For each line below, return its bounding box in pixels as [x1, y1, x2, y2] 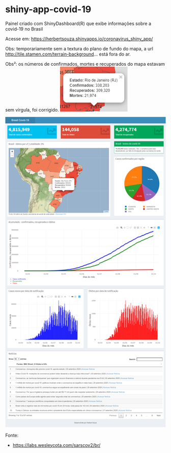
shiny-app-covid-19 [5, 4, 92, 15]
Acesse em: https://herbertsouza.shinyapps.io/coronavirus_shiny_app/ [5, 36, 153, 42]
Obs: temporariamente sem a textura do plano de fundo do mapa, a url [5, 45, 154, 51]
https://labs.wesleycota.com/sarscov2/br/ [12, 442, 101, 448]
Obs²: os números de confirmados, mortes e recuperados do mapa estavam [5, 61, 165, 67]
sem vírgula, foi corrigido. [5, 106, 60, 113]
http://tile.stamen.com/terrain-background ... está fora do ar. [5, 51, 131, 57]
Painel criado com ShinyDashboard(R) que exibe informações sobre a [5, 20, 152, 26]
